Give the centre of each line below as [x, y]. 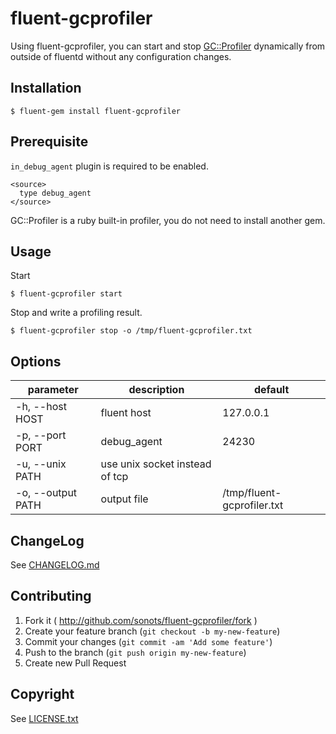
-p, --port [41, 435]
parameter [53, 390]
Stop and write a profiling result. [76, 313]
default [271, 390]
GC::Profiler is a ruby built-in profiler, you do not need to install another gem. [168, 220]
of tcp [114, 477]
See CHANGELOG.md [55, 565]
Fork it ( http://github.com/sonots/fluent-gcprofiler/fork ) [141, 620]
